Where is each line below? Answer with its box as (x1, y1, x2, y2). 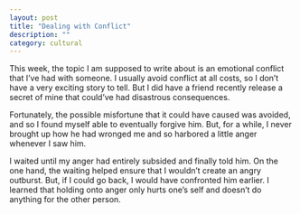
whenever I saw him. (9, 138, 87, 149)
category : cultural (9, 38, 83, 48)
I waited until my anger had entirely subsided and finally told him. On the (9, 155, 278, 167)
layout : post (9, 13, 59, 23)
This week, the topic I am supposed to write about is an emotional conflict (9, 63, 285, 74)
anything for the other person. (9, 194, 122, 205)
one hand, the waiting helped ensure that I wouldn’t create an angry (9, 165, 262, 176)
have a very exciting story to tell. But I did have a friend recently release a (9, 82, 283, 93)
